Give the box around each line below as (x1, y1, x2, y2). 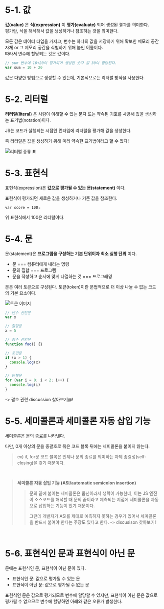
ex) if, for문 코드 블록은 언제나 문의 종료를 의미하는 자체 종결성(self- (17, 453, 147, 459)
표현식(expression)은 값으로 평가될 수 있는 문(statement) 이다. (5, 185, 126, 191)
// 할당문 (5, 323, 22, 329)
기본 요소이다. (10, 290, 37, 296)
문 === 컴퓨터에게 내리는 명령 (12, 261, 70, 267)
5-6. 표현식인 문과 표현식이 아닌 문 (5, 547, 136, 559)
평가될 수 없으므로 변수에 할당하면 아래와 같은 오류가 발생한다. (5, 598, 123, 604)
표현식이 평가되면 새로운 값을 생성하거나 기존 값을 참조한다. (5, 195, 117, 201)
